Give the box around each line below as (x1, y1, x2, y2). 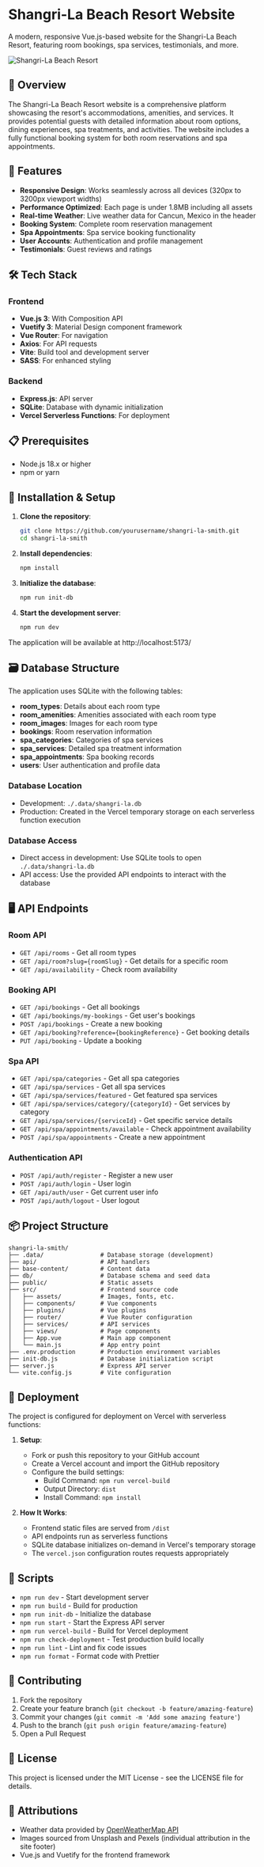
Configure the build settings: (31, 1467, 125, 1477)
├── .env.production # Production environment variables (8, 1348, 221, 1357)
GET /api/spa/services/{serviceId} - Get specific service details (19, 1116, 233, 1125)
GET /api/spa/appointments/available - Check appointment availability (19, 1124, 251, 1133)
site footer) (19, 1842, 56, 1851)
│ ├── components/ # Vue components (8, 1300, 157, 1307)
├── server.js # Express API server (8, 1362, 172, 1370)
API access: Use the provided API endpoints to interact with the (19, 869, 227, 879)
